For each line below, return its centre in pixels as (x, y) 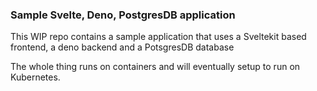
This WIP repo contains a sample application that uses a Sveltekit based (158, 37)
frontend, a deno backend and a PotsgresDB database (122, 47)
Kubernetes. (35, 77)
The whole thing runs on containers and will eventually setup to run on (155, 67)
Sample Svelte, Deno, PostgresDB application (123, 15)
